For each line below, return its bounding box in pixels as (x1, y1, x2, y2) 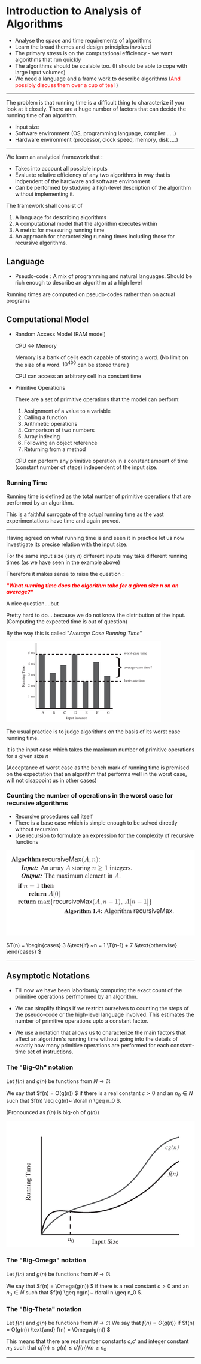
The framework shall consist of (6, 202, 83, 209)
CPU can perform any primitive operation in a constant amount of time (14, 458, 188, 465)
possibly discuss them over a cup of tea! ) (14, 81, 118, 88)
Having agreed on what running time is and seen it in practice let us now (6, 534, 184, 541)
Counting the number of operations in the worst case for (6, 792, 173, 800)
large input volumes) (14, 68, 66, 76)
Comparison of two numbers (23, 426, 95, 434)
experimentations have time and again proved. (6, 517, 121, 524)
